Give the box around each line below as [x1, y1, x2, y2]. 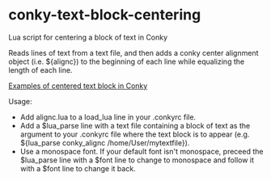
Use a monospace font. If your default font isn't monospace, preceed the [19, 146, 264, 156]
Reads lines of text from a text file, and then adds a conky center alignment [8, 48, 259, 57]
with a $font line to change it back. [19, 163, 136, 173]
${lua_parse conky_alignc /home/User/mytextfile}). [19, 137, 190, 147]
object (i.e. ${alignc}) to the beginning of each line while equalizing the [8, 57, 245, 66]
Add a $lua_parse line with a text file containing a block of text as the [19, 120, 251, 130]
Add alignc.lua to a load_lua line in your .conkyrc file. [19, 112, 197, 122]
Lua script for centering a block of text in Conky [8, 32, 168, 42]
